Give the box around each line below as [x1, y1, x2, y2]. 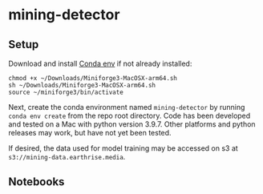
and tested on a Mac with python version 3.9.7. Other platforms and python [8, 119, 256, 129]
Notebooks [8, 175, 65, 189]
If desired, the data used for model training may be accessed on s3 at [8, 143, 238, 153]
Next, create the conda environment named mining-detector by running [8, 103, 245, 111]
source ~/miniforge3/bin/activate [8, 88, 124, 96]
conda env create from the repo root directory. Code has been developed [8, 111, 251, 120]
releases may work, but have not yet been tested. [8, 128, 172, 137]
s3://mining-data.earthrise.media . [8, 152, 126, 161]
